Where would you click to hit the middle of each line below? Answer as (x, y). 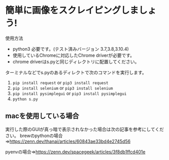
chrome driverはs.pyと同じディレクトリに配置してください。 (76, 61)
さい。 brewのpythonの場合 (34, 136)
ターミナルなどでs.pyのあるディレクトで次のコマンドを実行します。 (76, 72)
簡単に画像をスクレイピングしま (72, 10)
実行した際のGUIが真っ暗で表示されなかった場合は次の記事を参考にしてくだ (84, 129)
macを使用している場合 (42, 116)
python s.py (25, 99)
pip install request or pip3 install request (60, 82)
